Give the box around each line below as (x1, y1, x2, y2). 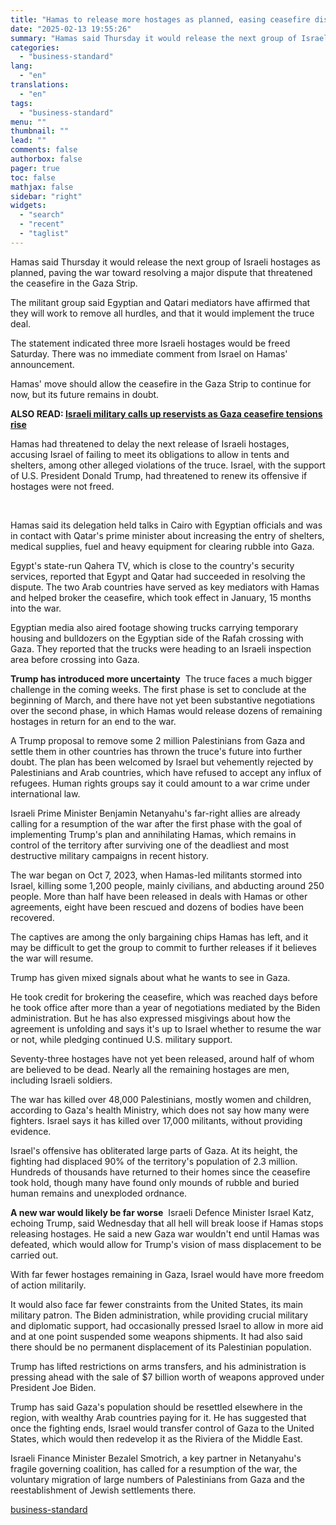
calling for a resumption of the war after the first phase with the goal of (10, 817, 303, 830)
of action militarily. (10, 1279, 87, 1291)
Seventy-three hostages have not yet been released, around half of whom (10, 1052, 315, 1065)
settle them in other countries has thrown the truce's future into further (10, 745, 303, 757)
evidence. (10, 1125, 52, 1137)
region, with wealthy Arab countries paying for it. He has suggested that (10, 1411, 307, 1423)
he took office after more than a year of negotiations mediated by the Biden (10, 1001, 321, 1013)
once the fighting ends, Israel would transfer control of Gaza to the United (10, 1422, 315, 1434)
